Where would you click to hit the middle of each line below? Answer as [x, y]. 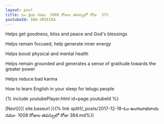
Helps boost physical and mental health [47, 54]
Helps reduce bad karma [31, 79]
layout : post [19, 10]
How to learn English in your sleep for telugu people [60, 89]
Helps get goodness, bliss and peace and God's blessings [66, 34]
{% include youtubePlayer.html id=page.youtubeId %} [62, 99]
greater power [20, 69]
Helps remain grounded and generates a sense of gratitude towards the [81, 64]
